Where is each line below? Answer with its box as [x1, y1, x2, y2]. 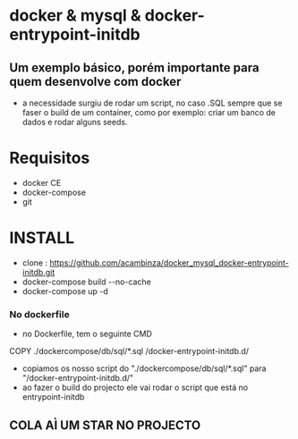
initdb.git [21, 266, 55, 277]
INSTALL [9, 228, 75, 249]
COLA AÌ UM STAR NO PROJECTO [9, 418, 201, 433]
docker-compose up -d [21, 285, 109, 296]
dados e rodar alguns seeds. [21, 117, 128, 127]
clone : [21, 257, 47, 268]
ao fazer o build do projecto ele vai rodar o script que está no [21, 382, 249, 393]
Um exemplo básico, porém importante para [9, 60, 260, 75]
